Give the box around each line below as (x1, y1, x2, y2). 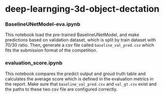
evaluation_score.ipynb (5, 59, 63, 66)
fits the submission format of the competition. (5, 47, 97, 53)
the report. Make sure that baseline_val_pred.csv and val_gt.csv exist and (5, 81, 157, 87)
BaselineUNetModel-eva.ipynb (5, 21, 81, 28)
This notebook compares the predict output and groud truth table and (5, 71, 146, 77)
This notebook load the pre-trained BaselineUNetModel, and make (5, 32, 139, 38)
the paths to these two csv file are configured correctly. (5, 86, 118, 92)
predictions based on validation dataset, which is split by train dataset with (5, 37, 156, 43)
